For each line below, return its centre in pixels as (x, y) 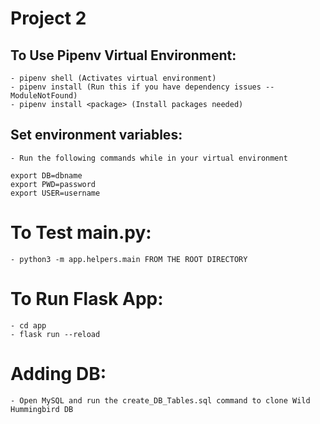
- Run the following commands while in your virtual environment (149, 158)
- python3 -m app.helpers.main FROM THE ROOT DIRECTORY (129, 259)
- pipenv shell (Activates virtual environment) (113, 78)
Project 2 (48, 18)
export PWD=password (53, 184)
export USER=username (55, 193)
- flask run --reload (55, 334)
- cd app (28, 325)
